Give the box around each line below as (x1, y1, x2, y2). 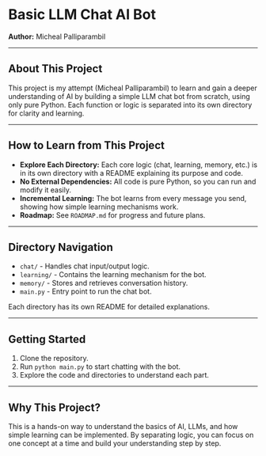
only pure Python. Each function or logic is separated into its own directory (8, 100, 253, 109)
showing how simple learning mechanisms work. (19, 202, 179, 211)
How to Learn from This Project (8, 139, 165, 152)
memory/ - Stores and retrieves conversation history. (19, 279, 188, 288)
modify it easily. (19, 184, 71, 195)
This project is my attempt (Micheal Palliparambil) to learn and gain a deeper (8, 83, 257, 93)
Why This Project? (8, 401, 101, 414)
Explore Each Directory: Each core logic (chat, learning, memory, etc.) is (19, 160, 258, 169)
